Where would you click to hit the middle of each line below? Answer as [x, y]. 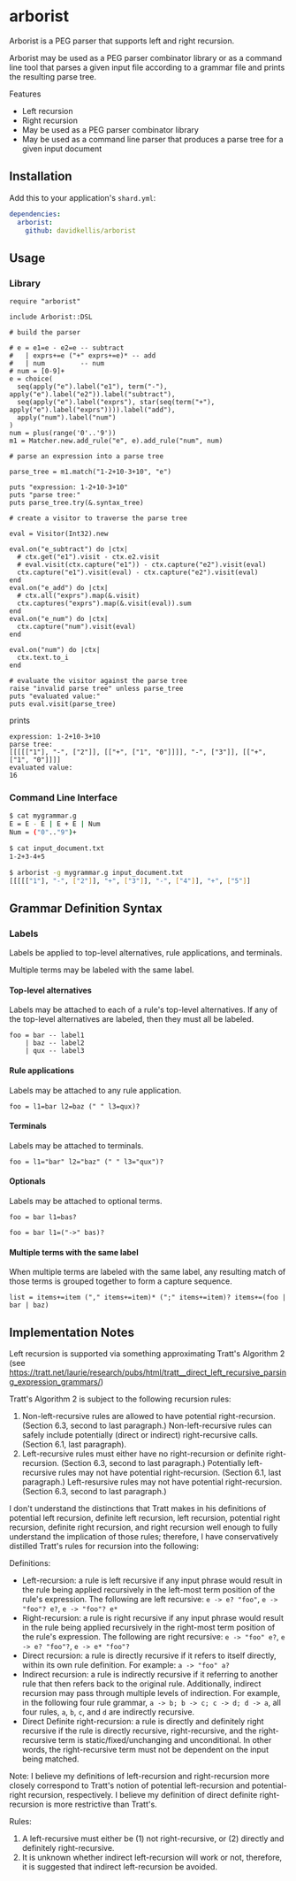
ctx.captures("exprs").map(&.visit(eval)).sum [104, 603]
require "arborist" [45, 302]
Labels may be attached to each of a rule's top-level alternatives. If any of [144, 1010]
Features [25, 94]
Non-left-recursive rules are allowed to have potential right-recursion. [148, 1416]
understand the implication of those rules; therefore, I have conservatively [144, 1536]
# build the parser [45, 333]
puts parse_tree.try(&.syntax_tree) [76, 503]
